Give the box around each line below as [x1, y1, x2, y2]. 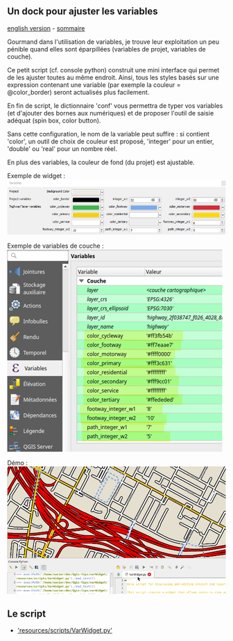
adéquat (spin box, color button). [7, 116, 101, 125]
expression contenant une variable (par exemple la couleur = [7, 80, 181, 89]
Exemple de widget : [7, 171, 66, 180]
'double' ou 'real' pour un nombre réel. [7, 144, 118, 152]
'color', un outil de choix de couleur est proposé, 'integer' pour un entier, [7, 137, 214, 145]
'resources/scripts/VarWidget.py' [17, 626, 113, 634]
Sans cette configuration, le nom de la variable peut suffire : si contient [7, 129, 210, 138]
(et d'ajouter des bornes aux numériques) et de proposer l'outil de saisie [7, 109, 214, 117]
